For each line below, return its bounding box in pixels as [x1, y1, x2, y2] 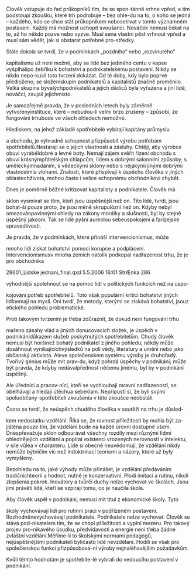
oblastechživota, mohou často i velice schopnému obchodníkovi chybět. [6, 175, 180, 181]
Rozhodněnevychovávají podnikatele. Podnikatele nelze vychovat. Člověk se [6, 513, 190, 520]
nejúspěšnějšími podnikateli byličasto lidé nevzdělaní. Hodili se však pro [6, 539, 180, 545]
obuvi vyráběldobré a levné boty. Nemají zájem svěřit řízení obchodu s [6, 150, 176, 157]
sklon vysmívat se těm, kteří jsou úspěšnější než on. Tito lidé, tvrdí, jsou [6, 197, 179, 204]
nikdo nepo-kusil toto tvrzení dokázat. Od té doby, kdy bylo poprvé [6, 72, 168, 79]
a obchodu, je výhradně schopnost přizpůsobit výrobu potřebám [6, 137, 162, 144]
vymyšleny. [6, 455, 33, 461]
